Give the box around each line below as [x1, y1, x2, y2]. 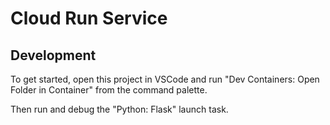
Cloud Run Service [10, 7, 168, 30]
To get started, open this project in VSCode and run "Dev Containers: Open [10, 73, 320, 85]
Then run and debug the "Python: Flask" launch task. [10, 103, 229, 115]
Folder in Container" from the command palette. [10, 84, 208, 96]
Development [10, 47, 97, 64]
